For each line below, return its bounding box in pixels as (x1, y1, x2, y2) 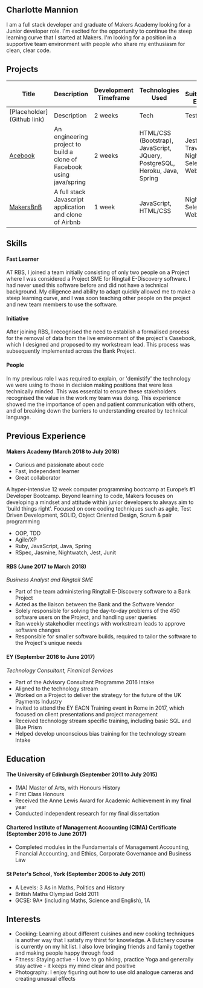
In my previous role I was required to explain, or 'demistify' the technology (6, 375, 192, 382)
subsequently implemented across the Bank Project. (6, 347, 136, 355)
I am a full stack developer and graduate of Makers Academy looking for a (6, 21, 191, 28)
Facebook (54, 163, 83, 171)
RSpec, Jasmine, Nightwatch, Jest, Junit (14, 549, 116, 556)
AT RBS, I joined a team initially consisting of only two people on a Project (6, 269, 189, 276)
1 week (94, 203, 115, 211)
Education (6, 754, 46, 764)
